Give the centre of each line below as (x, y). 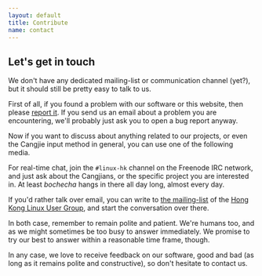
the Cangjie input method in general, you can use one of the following (121, 144)
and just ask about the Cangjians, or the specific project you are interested (129, 176)
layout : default (35, 15)
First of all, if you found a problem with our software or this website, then (126, 104)
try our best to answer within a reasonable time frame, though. (109, 240)
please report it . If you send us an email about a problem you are (113, 113)
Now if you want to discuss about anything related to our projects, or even (128, 136)
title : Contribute (38, 23)
